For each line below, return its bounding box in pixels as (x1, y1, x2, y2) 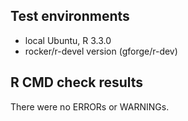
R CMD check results (10, 74, 144, 91)
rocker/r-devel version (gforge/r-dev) (24, 45, 178, 57)
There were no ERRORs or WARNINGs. (10, 100, 170, 113)
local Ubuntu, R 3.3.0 (24, 34, 112, 46)
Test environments (10, 8, 130, 25)
